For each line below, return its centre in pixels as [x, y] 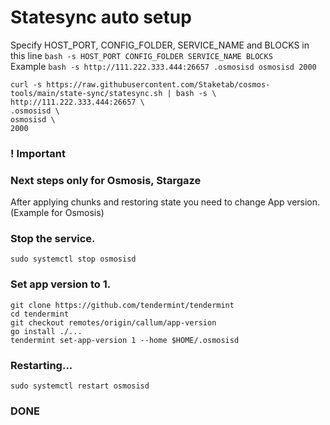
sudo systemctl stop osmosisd [73, 259]
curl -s [26, 84]
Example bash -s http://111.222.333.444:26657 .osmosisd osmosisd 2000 [163, 66]
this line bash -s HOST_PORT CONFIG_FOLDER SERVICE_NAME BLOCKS [141, 55]
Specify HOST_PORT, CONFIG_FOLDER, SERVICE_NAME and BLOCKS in [160, 45]
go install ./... [46, 331]
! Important [38, 153]
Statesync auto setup [101, 17]
